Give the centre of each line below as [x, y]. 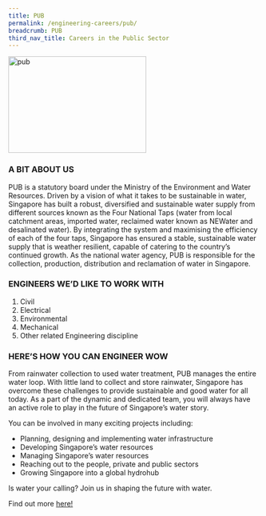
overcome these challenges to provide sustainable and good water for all [128, 391]
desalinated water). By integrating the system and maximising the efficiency [133, 230]
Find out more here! [41, 504]
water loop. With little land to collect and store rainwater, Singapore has [126, 382]
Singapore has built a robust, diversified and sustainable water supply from [132, 204]
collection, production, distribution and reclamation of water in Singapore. [129, 263]
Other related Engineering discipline [79, 335]
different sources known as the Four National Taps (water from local [120, 212]
